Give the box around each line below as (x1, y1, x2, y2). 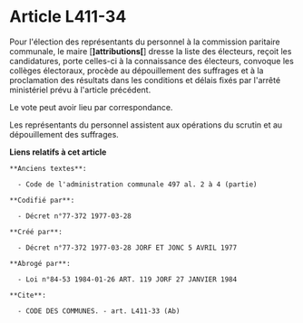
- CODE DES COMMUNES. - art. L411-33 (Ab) (17, 306, 181, 316)
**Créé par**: (9, 227, 64, 236)
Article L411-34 (9, 6, 127, 27)
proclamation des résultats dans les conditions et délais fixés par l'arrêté (9, 74, 281, 85)
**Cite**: (9, 290, 47, 299)
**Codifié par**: (9, 195, 75, 204)
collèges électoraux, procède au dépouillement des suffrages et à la (9, 65, 264, 76)
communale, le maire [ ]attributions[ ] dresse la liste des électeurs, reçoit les (9, 45, 292, 56)
